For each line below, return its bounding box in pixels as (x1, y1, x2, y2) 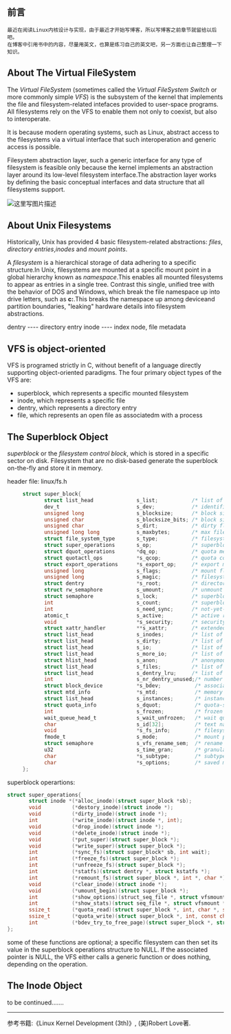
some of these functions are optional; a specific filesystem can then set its (7, 938, 219, 946)
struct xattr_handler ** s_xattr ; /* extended (43, 625, 226, 632)
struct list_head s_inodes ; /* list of (43, 632, 223, 638)
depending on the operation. (7, 960, 88, 968)
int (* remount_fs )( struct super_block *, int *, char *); (28, 874, 229, 881)
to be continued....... (7, 998, 64, 1006)
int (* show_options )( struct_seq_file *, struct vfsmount (28, 894, 226, 901)
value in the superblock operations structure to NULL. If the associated (7, 945, 208, 954)
